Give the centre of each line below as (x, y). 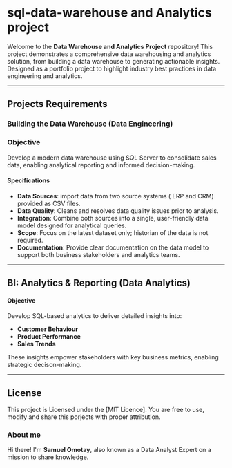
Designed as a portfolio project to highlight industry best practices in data (112, 68)
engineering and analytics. (45, 76)
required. (30, 240)
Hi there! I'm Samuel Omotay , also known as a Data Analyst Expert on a (109, 450)
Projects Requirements (57, 104)
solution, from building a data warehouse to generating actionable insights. (114, 61)
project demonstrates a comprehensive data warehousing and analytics (109, 54)
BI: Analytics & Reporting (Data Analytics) (99, 283)
